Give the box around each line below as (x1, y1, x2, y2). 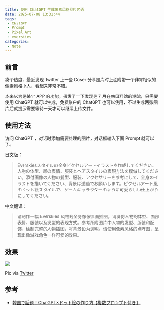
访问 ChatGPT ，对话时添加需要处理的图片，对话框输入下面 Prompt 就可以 (5, 135, 154, 141)
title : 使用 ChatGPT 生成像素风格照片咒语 (5, 7, 84, 12)
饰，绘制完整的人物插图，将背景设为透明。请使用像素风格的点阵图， (17, 226, 155, 232)
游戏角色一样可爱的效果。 (30, 232, 82, 238)
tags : (5, 16, 16, 21)
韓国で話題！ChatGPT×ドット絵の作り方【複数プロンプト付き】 (12, 299, 141, 305)
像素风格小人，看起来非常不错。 (5, 83, 70, 89)
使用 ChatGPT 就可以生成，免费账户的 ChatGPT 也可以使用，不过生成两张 (5, 99, 154, 105)
